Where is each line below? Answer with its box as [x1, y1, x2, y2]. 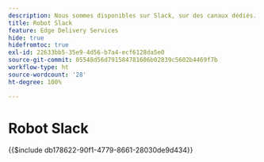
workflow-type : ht [8, 64, 69, 71]
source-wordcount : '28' [8, 71, 87, 79]
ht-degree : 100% [8, 78, 62, 86]
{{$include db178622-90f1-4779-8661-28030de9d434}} [8, 145, 193, 155]
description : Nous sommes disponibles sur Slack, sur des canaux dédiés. [8, 11, 258, 20]
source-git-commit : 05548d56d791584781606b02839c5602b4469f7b [8, 56, 218, 64]
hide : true [8, 33, 44, 42]
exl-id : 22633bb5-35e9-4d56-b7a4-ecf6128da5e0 [8, 48, 165, 56]
